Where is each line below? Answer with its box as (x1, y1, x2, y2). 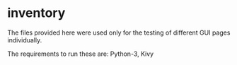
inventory (7, 5, 66, 21)
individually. (7, 35, 42, 44)
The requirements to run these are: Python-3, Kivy (7, 49, 154, 58)
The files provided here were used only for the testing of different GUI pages (7, 28, 231, 37)
